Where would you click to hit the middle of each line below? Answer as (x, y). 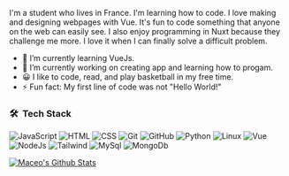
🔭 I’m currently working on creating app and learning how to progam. (148, 67)
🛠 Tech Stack (41, 113)
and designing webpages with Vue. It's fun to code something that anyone (144, 22)
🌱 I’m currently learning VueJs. (78, 58)
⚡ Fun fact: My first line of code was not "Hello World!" (122, 87)
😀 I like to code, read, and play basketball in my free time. (128, 77)
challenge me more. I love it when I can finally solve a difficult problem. (138, 41)
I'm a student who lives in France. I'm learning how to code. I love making (143, 13)
